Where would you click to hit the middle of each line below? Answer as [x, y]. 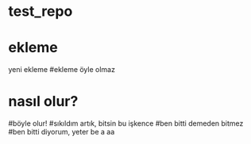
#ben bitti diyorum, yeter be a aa [62, 132]
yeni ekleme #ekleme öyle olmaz [62, 70]
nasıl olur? [43, 102]
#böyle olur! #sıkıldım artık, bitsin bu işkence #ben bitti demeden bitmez [126, 123]
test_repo [41, 11]
